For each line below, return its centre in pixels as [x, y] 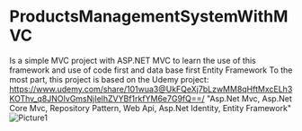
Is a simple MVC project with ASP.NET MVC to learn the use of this [133, 60]
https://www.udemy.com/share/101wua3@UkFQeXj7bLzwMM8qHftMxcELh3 [151, 89]
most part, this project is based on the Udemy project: [109, 79]
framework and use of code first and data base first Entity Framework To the [151, 70]
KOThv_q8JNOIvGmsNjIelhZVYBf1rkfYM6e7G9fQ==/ [107, 98]
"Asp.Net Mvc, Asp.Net [249, 98]
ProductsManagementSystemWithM [149, 17]
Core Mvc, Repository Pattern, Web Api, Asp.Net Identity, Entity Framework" [151, 108]
